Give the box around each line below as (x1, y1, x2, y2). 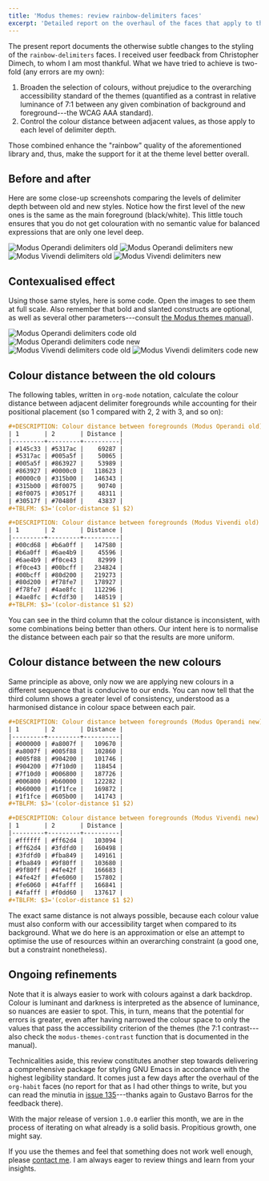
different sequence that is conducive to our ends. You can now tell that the (8, 685, 255, 695)
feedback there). (8, 1098, 64, 1108)
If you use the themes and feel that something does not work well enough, (8, 1147, 254, 1156)
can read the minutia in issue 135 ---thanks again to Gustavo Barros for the (8, 1090, 254, 1099)
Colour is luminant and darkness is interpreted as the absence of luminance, (8, 998, 260, 1007)
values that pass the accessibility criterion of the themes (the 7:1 (8, 1023, 221, 1033)
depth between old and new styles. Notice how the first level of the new (8, 202, 246, 212)
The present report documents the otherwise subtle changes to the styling (8, 41, 254, 50)
